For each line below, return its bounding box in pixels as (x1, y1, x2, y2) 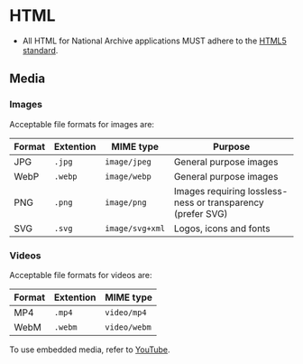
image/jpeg (105, 156, 151, 167)
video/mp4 (105, 307, 147, 317)
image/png (105, 197, 147, 208)
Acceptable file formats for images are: (9, 118, 155, 129)
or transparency (196, 196, 264, 209)
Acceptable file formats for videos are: (9, 269, 152, 280)
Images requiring (173, 184, 246, 197)
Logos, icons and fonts (173, 222, 271, 235)
